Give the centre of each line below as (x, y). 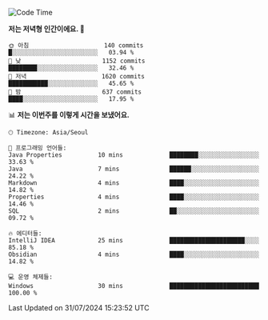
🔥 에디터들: (25, 234)
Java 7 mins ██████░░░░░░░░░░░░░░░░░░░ (134, 169)
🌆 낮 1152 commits (77, 61)
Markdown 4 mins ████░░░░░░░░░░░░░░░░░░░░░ (134, 183)
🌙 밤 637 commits (75, 92)
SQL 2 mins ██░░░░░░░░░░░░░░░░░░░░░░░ (134, 211)
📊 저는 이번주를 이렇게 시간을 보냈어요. (69, 115)
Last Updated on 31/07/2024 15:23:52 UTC (79, 308)
